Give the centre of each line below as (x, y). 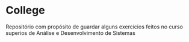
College (26, 10)
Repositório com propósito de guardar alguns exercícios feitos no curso (94, 27)
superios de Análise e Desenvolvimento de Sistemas (71, 33)
